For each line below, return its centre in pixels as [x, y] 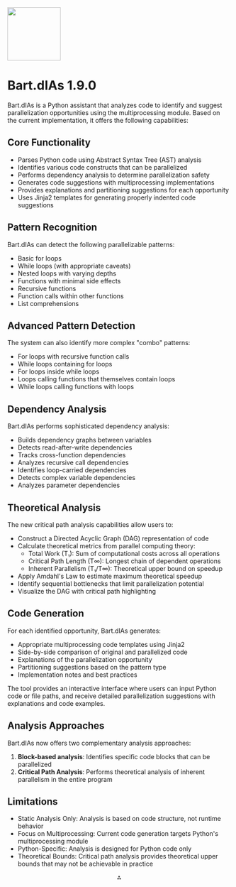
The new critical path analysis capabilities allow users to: [90, 524]
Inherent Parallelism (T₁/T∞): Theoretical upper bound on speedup [125, 568]
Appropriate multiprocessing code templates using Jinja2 [101, 644]
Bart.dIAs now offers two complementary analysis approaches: [99, 743]
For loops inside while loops [58, 371]
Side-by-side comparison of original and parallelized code [102, 652]
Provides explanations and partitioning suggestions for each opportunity [123, 190]
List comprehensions [48, 303]
